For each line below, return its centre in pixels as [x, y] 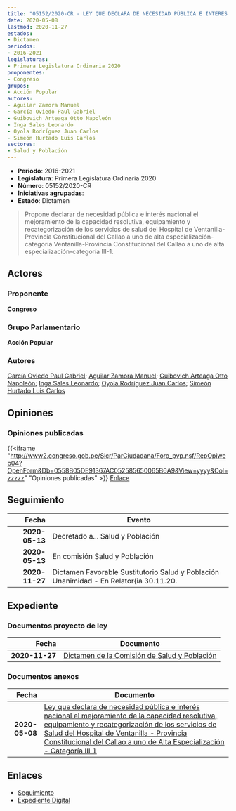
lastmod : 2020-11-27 [38, 27]
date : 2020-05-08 [33, 20]
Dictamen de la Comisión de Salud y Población [140, 656]
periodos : [22, 46]
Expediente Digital [44, 800]
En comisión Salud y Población [103, 556]
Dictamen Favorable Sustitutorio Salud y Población [136, 572]
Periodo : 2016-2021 [46, 171]
